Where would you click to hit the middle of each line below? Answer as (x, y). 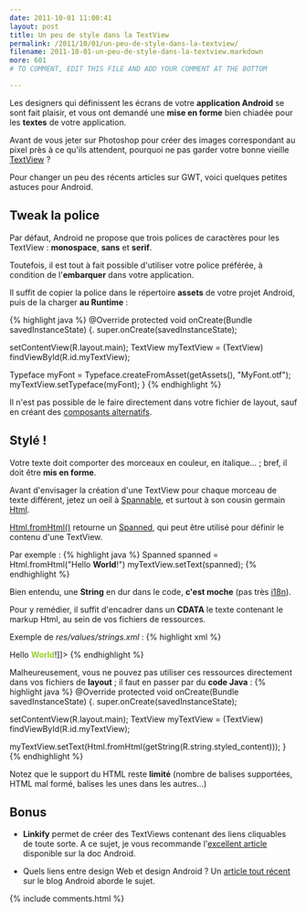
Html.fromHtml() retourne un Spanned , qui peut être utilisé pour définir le (147, 527)
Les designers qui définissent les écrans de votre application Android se (147, 102)
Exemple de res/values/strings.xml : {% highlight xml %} (116, 637)
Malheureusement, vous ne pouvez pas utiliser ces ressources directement (151, 672)
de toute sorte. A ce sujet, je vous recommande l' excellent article (145, 844)
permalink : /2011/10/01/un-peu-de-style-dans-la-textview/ (124, 43)
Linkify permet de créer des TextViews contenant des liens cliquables (154, 834)
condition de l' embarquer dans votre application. (102, 274)
